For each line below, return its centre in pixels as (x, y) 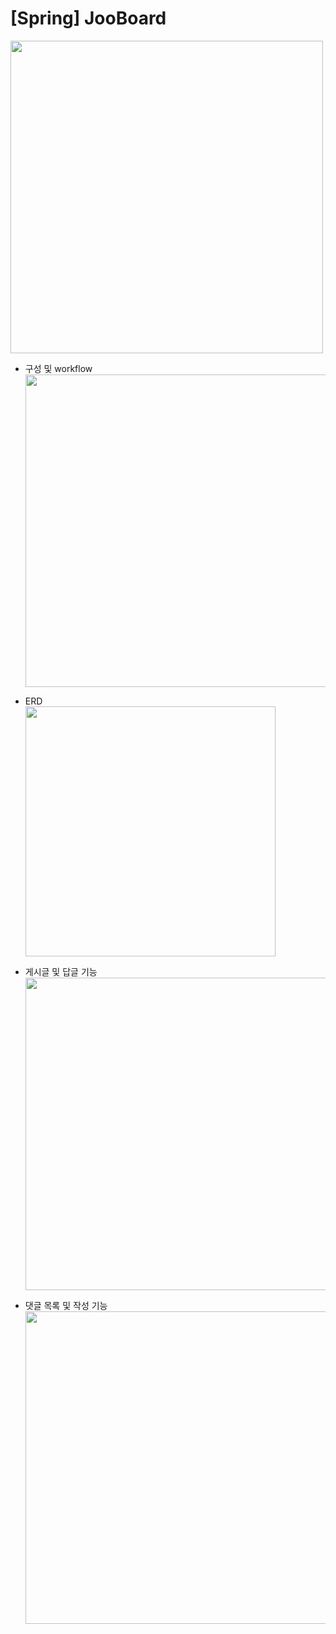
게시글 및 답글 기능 (61, 971)
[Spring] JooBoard (88, 18)
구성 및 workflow (58, 368)
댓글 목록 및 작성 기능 (66, 1305)
